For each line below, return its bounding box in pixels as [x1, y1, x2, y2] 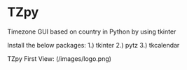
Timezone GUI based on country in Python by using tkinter [7, 27, 176, 36]
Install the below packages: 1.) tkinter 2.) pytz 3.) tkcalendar [7, 41, 180, 49]
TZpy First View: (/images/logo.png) [7, 54, 112, 63]
